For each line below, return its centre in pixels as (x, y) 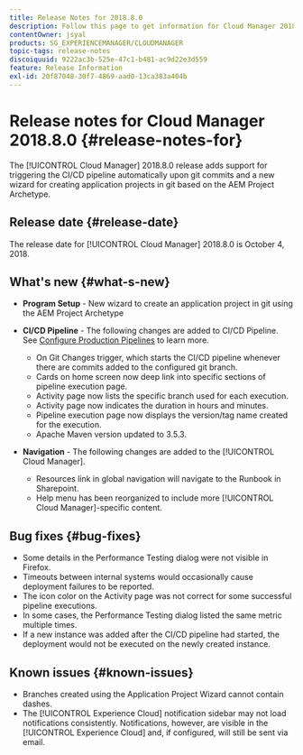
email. (33, 741)
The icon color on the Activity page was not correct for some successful (157, 596)
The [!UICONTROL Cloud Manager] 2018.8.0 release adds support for (138, 165)
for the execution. (69, 425)
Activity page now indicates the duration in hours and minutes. (152, 406)
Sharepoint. (57, 489)
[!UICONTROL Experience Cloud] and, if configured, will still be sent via (155, 732)
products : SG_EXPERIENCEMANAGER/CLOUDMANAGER (96, 43)
